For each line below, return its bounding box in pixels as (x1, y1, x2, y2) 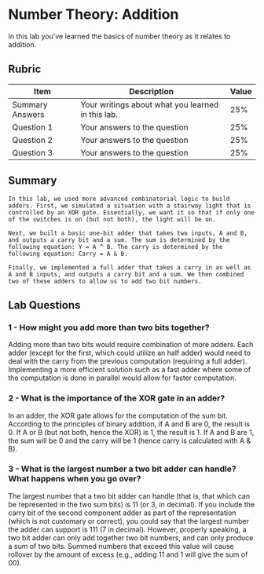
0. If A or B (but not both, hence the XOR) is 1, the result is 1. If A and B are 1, (8, 427, 255, 437)
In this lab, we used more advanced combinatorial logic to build (8, 195, 230, 203)
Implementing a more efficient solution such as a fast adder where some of (8, 365, 251, 375)
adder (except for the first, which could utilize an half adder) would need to (8, 348, 251, 358)
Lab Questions (8, 298, 81, 312)
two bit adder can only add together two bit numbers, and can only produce (8, 532, 254, 543)
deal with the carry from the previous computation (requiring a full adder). (8, 356, 247, 366)
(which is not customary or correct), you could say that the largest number (8, 516, 250, 525)
